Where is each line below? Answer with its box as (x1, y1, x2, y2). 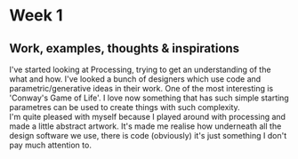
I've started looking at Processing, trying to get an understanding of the (9, 64, 271, 75)
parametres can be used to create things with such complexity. (9, 102, 240, 112)
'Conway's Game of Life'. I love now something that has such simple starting (9, 92, 289, 103)
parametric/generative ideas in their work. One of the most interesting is (9, 83, 274, 93)
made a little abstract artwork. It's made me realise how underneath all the (9, 121, 282, 131)
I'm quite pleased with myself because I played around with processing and (9, 112, 286, 122)
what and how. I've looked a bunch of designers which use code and (9, 74, 262, 84)
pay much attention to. (9, 139, 92, 150)
